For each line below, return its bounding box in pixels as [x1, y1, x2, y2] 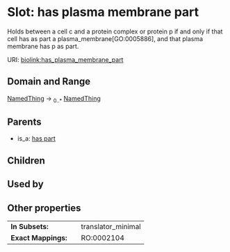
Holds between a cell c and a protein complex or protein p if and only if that [7, 27, 223, 36]
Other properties [7, 202, 81, 214]
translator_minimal [81, 221, 141, 231]
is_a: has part [17, 134, 56, 143]
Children [7, 155, 45, 166]
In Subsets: [10, 221, 49, 231]
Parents [7, 116, 42, 127]
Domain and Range [7, 76, 91, 88]
